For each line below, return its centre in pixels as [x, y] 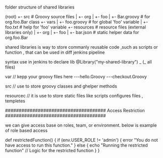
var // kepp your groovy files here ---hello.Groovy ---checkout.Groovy [76, 77]
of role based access [26, 130]
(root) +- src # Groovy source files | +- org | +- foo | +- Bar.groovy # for [78, 16]
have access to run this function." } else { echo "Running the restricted [77, 145]
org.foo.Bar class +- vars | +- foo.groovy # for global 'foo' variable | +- [77, 22]
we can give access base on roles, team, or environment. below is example [81, 125]
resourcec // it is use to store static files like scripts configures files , [74, 96]
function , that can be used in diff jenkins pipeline [55, 52]
